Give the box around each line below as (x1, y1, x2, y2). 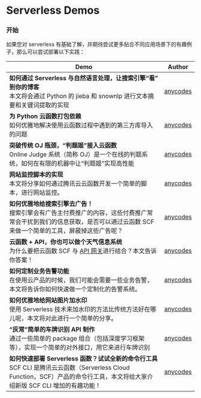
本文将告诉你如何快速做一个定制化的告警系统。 (9, 285, 142, 293)
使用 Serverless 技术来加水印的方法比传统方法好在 (9, 305, 151, 314)
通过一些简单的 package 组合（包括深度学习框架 (9, 335, 145, 343)
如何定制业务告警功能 (9, 267, 70, 275)
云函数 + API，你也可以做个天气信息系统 (9, 238, 123, 246)
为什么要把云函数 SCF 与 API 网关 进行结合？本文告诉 (9, 247, 157, 255)
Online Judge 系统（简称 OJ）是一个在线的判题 (9, 150, 142, 159)
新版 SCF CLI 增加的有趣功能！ (15, 381, 102, 390)
